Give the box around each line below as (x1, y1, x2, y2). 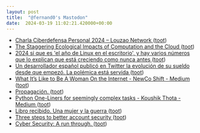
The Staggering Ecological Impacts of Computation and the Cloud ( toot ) (15, 43, 195, 50)
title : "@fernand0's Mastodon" (6, 15, 88, 21)
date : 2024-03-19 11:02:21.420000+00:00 (6, 20, 113, 26)
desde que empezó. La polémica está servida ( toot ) (15, 69, 144, 76)
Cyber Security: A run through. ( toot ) (15, 120, 107, 128)
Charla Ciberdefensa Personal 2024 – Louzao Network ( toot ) (15, 37, 167, 44)
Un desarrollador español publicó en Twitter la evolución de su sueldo (15, 62, 190, 70)
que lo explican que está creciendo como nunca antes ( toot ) (15, 56, 166, 63)
